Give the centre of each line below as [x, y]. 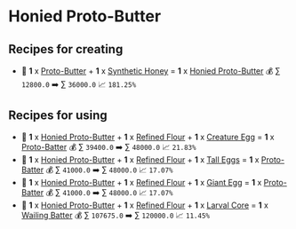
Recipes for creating [66, 49]
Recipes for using [58, 116]
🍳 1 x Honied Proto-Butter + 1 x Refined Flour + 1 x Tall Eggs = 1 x [140, 159]
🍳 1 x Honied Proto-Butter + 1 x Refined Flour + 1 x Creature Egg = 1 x [148, 137]
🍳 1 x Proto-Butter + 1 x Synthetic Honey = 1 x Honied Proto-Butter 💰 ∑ [151, 71]
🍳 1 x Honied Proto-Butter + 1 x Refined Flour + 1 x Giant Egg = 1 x [141, 182]
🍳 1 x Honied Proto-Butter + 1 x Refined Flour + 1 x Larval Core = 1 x [144, 205]
